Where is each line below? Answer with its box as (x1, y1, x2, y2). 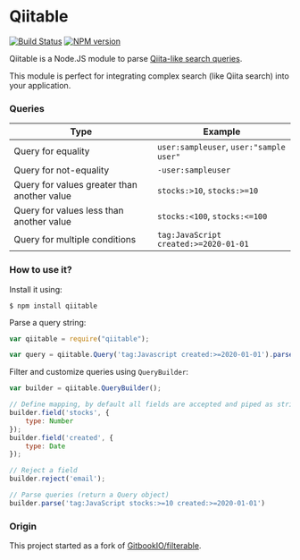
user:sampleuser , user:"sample (157, 140, 286, 153)
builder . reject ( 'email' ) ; (9, 474, 105, 484)
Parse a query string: (9, 317, 87, 327)
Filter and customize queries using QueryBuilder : (9, 367, 189, 378)
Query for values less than (13, 204, 124, 216)
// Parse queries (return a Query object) (9, 490, 170, 500)
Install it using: (9, 284, 62, 294)
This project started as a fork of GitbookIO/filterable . (9, 540, 202, 551)
